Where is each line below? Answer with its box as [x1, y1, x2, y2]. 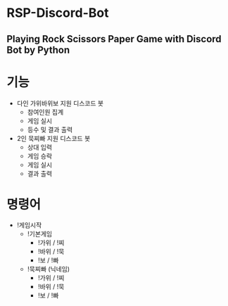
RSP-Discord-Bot [6, 5, 109, 21]
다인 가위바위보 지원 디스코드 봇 [16, 98, 103, 107]
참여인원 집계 [27, 108, 64, 116]
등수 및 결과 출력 [27, 125, 73, 134]
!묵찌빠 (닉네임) [27, 265, 70, 274]
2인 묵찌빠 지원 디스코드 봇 [16, 134, 91, 142]
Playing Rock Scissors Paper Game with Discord [6, 33, 222, 45]
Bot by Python [6, 44, 70, 56]
